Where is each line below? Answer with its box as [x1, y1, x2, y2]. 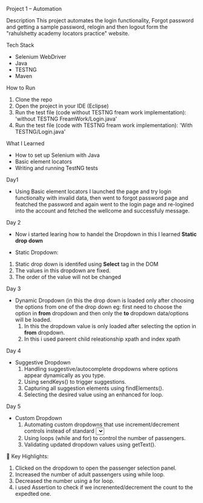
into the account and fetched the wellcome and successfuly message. [14, 207, 190, 214]
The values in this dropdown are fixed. [14, 267, 111, 274]
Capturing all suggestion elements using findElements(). [24, 384, 164, 392]
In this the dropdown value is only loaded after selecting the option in [24, 323, 196, 329]
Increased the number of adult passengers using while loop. [14, 471, 165, 478]
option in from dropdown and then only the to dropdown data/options [14, 310, 189, 317]
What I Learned [6, 140, 45, 147]
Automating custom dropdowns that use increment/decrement [24, 421, 179, 428]
